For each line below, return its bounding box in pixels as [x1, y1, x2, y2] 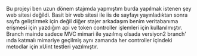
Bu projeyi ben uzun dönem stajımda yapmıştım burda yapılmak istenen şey [6, 5, 192, 12]
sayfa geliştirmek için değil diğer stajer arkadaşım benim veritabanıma [6, 18, 178, 24]
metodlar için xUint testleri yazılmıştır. [6, 43, 98, 50]
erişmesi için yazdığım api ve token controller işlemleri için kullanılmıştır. [6, 24, 183, 31]
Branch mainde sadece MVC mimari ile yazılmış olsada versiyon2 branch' [6, 30, 187, 38]
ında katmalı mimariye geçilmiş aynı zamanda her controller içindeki [6, 37, 173, 43]
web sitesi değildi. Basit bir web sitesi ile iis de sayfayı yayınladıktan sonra [6, 11, 188, 18]
